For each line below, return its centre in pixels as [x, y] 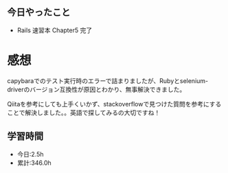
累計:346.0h [34, 163]
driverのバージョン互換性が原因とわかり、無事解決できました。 [96, 89]
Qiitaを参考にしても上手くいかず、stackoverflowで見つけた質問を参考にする [114, 104]
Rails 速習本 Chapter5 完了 [55, 30]
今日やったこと [39, 12]
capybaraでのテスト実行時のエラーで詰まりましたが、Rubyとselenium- [108, 80]
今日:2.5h [30, 154]
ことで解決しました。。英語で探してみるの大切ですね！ [84, 113]
